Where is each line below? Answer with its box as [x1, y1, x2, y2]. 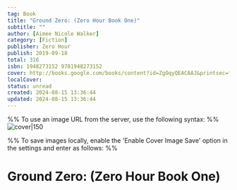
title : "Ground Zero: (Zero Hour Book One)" [7, 17, 140, 24]
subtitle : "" [7, 23, 46, 30]
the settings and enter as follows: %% [7, 144, 118, 152]
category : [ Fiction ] [7, 37, 68, 44]
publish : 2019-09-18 [7, 50, 68, 57]
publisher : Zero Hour [7, 43, 71, 50]
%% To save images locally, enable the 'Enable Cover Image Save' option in [7, 136, 228, 145]
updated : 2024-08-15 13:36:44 [7, 96, 97, 103]
